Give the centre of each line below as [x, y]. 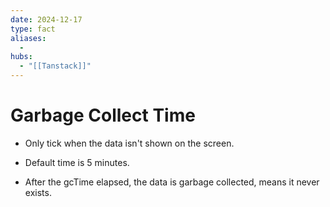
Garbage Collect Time [103, 115]
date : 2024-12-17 [46, 19]
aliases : [28, 38]
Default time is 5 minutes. [77, 162]
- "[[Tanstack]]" [55, 66]
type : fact [33, 29]
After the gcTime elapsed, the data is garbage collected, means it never [172, 182]
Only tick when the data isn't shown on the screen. [129, 143]
